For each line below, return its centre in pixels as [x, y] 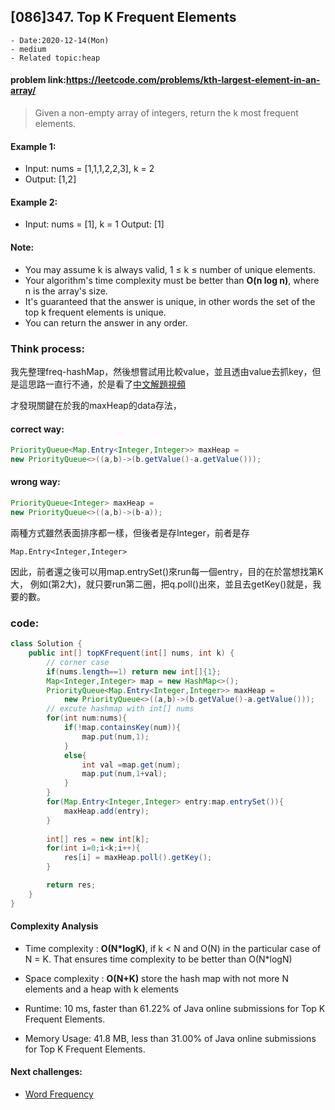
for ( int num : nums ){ [87, 718]
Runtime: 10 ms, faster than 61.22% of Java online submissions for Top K [175, 1008]
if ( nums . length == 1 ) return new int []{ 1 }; [134, 671]
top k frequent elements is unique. [95, 312]
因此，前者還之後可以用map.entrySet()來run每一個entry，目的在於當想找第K [167, 571]
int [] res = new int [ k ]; [98, 839]
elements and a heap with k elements [101, 989]
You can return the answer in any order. [106, 322]
